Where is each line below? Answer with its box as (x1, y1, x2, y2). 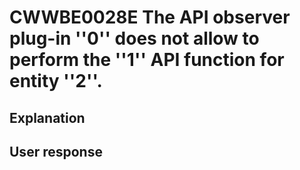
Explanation (9, 109, 86, 126)
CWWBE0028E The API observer (9, 6, 291, 29)
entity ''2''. (9, 70, 103, 93)
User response (9, 143, 103, 160)
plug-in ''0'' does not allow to (9, 27, 260, 50)
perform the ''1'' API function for (9, 49, 285, 71)
